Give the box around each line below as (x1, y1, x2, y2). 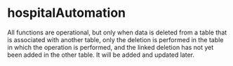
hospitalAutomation (7, 5, 126, 21)
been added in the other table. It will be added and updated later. (7, 51, 195, 59)
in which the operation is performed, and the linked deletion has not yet (7, 43, 214, 51)
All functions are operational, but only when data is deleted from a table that (7, 28, 227, 37)
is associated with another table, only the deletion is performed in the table (7, 35, 224, 44)
